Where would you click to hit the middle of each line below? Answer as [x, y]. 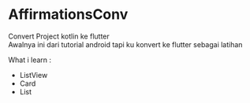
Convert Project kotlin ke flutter [59, 36]
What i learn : [30, 60]
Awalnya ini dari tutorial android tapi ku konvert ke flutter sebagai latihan [125, 44]
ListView [34, 75]
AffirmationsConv [68, 15]
